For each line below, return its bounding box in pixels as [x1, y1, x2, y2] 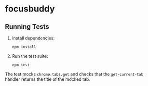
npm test [12, 62, 30, 67]
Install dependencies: [12, 35, 55, 41]
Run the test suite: [12, 53, 48, 59]
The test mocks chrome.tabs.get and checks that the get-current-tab [5, 71, 144, 77]
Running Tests [5, 23, 49, 31]
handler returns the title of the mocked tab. [5, 76, 91, 82]
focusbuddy [5, 3, 55, 14]
